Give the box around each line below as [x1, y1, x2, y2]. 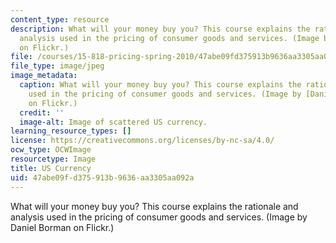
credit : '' [19, 107, 65, 118]
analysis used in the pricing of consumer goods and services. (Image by [10, 211, 308, 223]
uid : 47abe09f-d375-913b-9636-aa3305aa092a [10, 172, 195, 183]
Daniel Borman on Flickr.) [10, 221, 115, 233]
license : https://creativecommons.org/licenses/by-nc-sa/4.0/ [10, 136, 275, 146]
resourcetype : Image [10, 154, 97, 164]
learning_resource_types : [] [10, 126, 132, 136]
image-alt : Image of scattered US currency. [19, 117, 208, 127]
